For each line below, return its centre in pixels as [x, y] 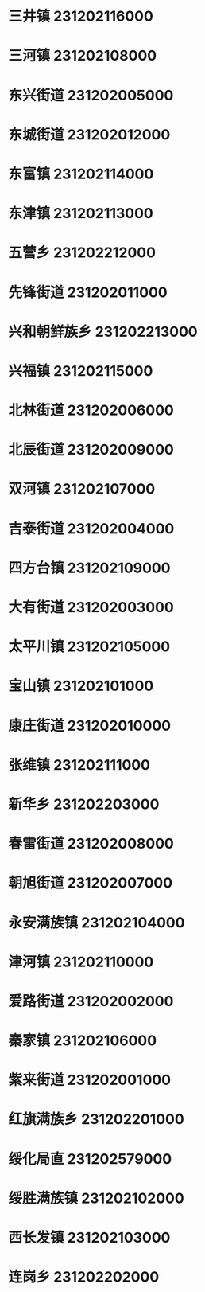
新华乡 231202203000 [84, 804]
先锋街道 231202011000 [88, 292]
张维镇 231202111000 [79, 765]
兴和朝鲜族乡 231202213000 [103, 332]
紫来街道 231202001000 [90, 1080]
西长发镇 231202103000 [89, 1238]
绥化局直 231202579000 [90, 1159]
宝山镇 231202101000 [81, 686]
